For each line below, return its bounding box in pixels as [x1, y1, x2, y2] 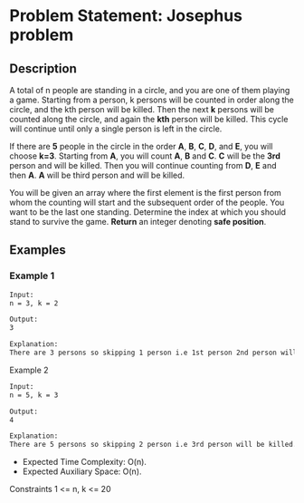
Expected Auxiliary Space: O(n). [22, 466, 142, 477]
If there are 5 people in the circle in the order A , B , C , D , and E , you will [9, 141, 273, 151]
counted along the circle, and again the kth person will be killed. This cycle [9, 114, 289, 124]
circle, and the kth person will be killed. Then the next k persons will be [9, 104, 274, 114]
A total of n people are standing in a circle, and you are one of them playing [9, 85, 290, 95]
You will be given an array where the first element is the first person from [9, 188, 282, 198]
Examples [9, 242, 66, 258]
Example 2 [9, 364, 49, 375]
